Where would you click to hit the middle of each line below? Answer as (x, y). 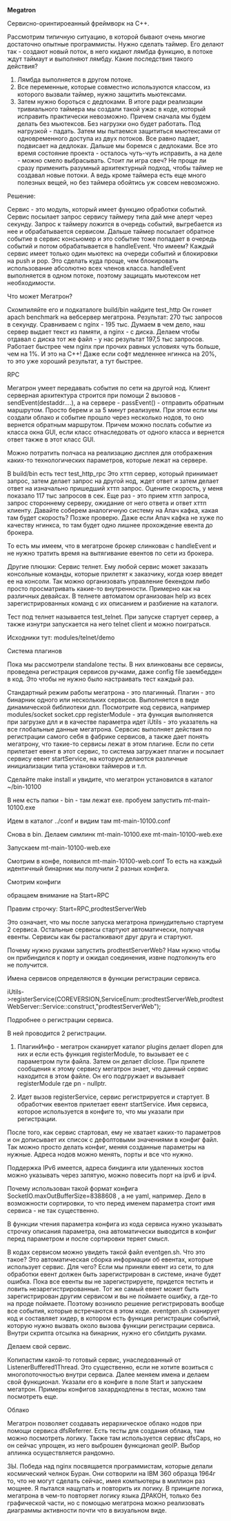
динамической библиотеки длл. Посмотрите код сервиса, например (109, 707)
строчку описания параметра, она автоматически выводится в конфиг (112, 1231)
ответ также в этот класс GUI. (51, 439)
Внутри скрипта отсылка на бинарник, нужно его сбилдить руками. (107, 1333)
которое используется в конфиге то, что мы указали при (100, 1111)
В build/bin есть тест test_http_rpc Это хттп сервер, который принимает (113, 474)
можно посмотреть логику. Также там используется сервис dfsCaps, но (114, 1438)
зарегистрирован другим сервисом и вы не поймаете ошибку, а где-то (113, 1296)
